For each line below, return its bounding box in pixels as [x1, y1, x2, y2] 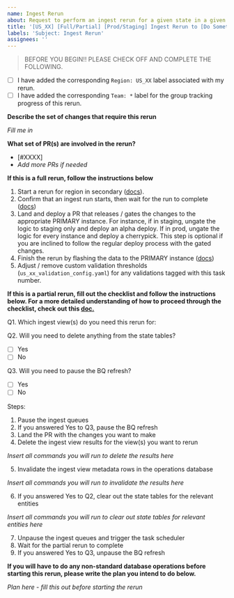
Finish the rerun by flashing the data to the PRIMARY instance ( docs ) [17, 254, 214, 262]
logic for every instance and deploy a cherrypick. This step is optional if [17, 232, 224, 240]
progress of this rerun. [17, 99, 82, 108]
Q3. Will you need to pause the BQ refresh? [7, 367, 132, 375]
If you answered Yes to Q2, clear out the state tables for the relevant [17, 491, 214, 500]
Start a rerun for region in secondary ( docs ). [17, 187, 145, 196]
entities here [7, 520, 43, 528]
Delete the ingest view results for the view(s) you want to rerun [17, 438, 198, 446]
